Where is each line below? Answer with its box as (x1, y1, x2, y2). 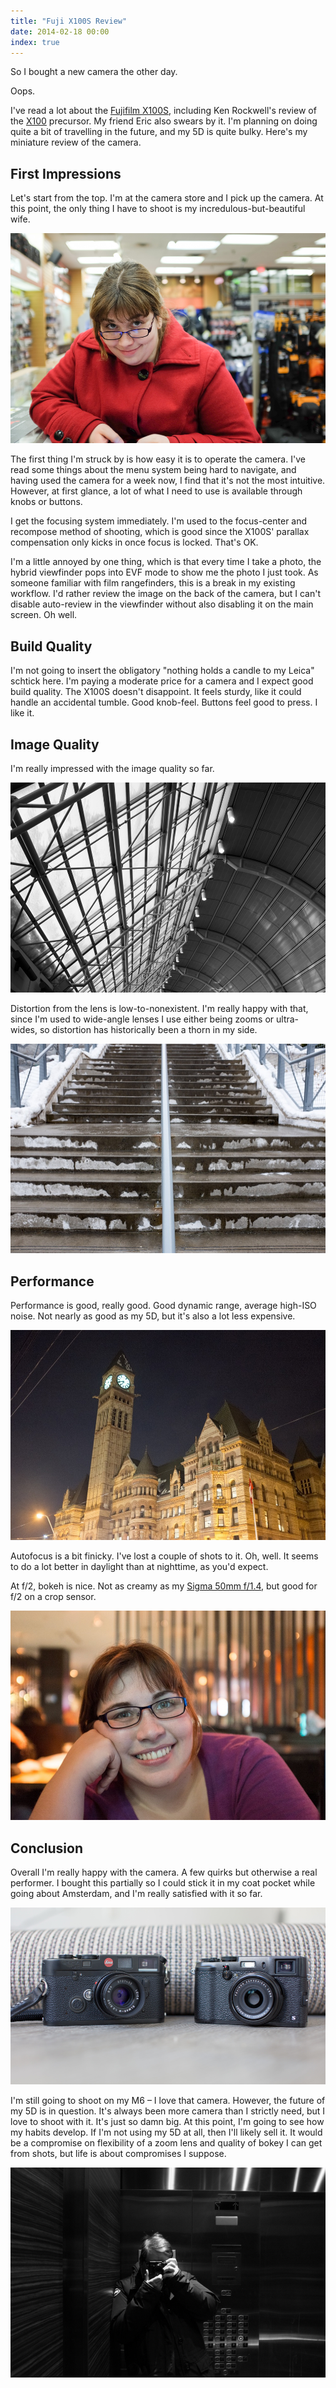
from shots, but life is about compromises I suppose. (10, 2148, 227, 2160)
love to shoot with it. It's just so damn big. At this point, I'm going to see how (10, 2116, 325, 2128)
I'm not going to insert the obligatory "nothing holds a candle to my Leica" (10, 665, 315, 677)
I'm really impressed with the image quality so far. (10, 762, 215, 774)
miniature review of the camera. (10, 136, 142, 149)
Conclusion (10, 1840, 84, 1857)
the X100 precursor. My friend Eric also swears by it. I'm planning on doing (10, 115, 318, 127)
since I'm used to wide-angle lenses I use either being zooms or (10, 1013, 275, 1025)
